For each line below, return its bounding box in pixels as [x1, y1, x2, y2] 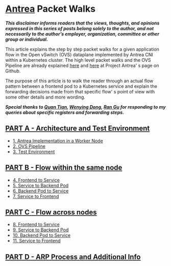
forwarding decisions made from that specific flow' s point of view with [5, 88, 155, 94]
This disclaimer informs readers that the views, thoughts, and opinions [5, 20, 160, 26]
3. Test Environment [12, 149, 55, 155]
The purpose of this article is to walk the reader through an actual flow [5, 78, 154, 84]
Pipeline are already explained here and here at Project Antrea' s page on [5, 62, 159, 68]
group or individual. [5, 36, 48, 42]
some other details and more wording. [5, 94, 86, 100]
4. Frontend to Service [12, 177, 60, 183]
